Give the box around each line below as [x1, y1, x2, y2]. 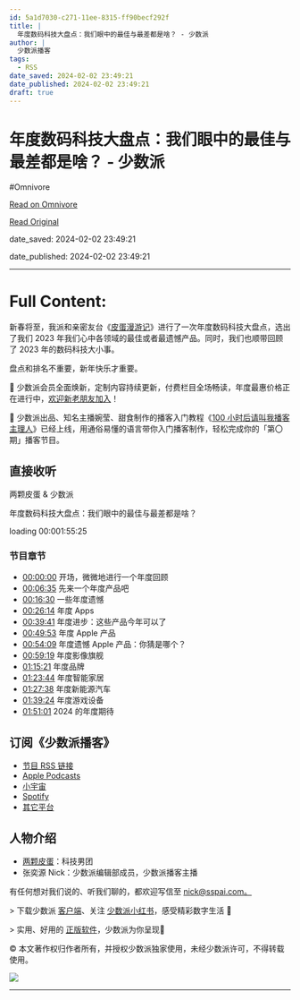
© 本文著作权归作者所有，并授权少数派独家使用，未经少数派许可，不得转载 [9, 944, 285, 954]
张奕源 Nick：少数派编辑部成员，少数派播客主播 [21, 868, 198, 878]
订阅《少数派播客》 [9, 735, 115, 750]
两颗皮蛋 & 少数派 [9, 489, 74, 500]
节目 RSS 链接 [21, 760, 74, 771]
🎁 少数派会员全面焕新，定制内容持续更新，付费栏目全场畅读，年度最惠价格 [9, 382, 283, 393]
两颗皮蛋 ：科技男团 [21, 856, 94, 867]
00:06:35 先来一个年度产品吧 [21, 583, 129, 594]
